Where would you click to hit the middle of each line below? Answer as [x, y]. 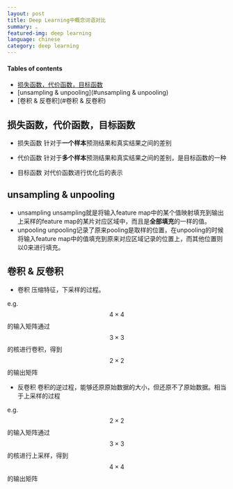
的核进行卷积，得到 [35, 349]
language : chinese [34, 40]
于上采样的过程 [39, 396]
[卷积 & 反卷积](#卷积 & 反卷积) [62, 101]
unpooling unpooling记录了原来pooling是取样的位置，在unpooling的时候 [120, 230]
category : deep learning [43, 46]
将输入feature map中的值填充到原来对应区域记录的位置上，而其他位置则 [120, 238]
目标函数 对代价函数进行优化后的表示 [70, 173]
